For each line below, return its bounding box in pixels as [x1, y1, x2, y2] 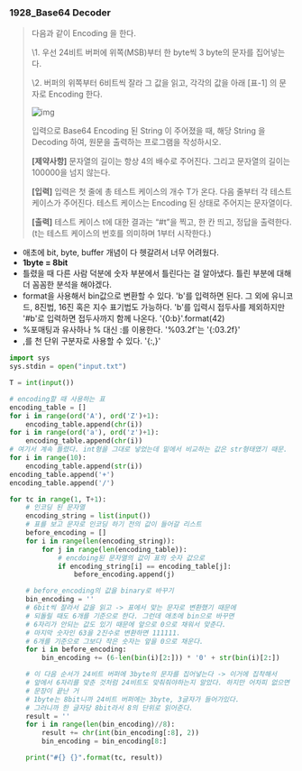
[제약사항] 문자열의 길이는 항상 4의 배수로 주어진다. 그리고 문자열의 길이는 [31, 156, 291, 167]
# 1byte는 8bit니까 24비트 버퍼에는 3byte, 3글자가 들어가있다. [25, 694, 240, 704]
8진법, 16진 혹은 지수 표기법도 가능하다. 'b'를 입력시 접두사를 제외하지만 [34, 302, 286, 313]
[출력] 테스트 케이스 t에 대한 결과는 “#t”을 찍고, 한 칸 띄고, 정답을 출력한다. [31, 216, 292, 227]
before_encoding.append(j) [73, 570, 176, 579]
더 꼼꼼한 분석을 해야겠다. [22, 280, 113, 290]
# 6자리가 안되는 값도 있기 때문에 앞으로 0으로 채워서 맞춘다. [25, 620, 227, 629]
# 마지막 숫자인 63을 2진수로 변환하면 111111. [25, 629, 181, 638]
